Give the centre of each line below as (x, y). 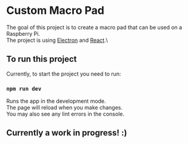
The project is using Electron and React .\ (57, 40)
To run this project (42, 59)
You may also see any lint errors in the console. (65, 114)
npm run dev (24, 89)
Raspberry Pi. (23, 33)
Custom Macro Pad (55, 11)
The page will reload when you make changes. (65, 108)
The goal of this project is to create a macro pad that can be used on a (94, 27)
